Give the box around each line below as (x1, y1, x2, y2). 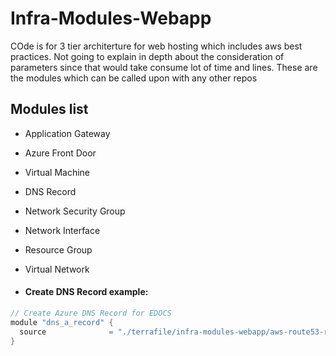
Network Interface (24, 224, 101, 236)
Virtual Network (24, 263, 90, 275)
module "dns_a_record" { (10, 317, 114, 327)
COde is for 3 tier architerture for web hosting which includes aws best (10, 40, 303, 52)
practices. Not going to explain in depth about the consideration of (10, 50, 285, 62)
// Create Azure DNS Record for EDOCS (10, 308, 172, 318)
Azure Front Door (24, 147, 97, 159)
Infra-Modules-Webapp (10, 7, 212, 30)
